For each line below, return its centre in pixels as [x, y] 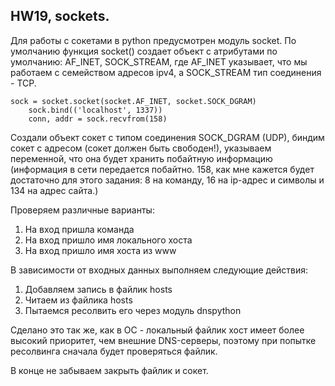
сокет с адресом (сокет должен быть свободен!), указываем [141, 148]
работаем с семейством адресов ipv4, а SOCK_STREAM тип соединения [166, 72]
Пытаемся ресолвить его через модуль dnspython [133, 310]
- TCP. [23, 83]
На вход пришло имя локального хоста [108, 240]
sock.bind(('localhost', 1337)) [95, 110]
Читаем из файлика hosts [78, 300]
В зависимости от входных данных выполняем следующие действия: [159, 270]
